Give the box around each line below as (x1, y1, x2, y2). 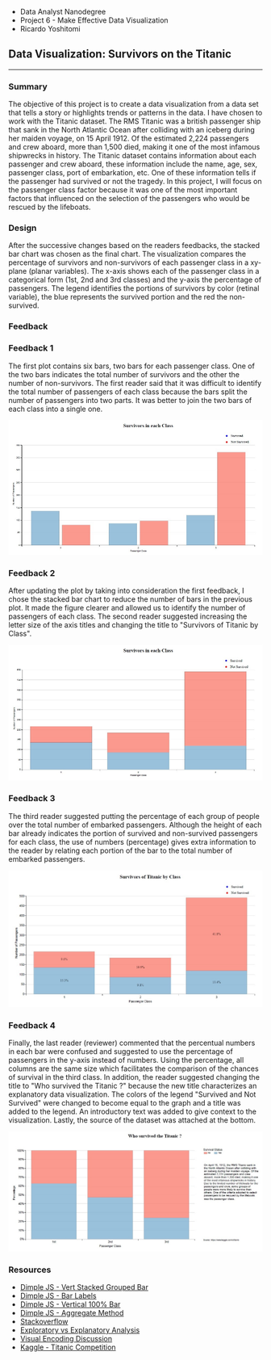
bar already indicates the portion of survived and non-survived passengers (8, 828, 258, 838)
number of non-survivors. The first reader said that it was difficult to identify (8, 378, 262, 388)
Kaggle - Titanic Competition (19, 1342, 116, 1352)
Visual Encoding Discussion (19, 1334, 113, 1344)
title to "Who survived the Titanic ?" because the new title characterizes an (8, 1081, 257, 1091)
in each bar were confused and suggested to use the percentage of (8, 1047, 234, 1056)
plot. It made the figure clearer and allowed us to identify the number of (8, 603, 246, 613)
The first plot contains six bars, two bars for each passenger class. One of (8, 361, 256, 371)
